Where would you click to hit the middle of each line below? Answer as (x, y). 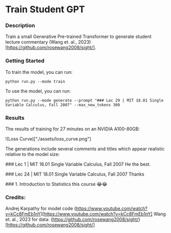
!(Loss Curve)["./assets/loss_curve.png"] (48, 139)
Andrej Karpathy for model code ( (41, 208)
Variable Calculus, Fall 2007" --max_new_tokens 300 (63, 105)
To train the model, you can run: (39, 72)
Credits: (16, 197)
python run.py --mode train (35, 81)
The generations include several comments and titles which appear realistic (85, 149)
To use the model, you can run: (38, 91)
